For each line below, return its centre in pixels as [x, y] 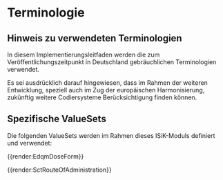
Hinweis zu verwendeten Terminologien [95, 38]
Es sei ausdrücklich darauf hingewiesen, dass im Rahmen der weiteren [108, 83]
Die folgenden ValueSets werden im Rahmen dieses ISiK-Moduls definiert [111, 135]
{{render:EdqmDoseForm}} [46, 156]
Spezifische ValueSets [57, 119]
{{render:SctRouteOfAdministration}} [59, 170]
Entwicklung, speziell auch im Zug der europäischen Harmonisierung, [106, 90]
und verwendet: [30, 143]
